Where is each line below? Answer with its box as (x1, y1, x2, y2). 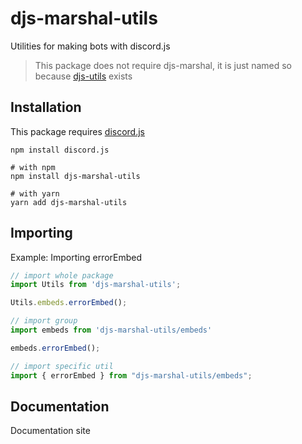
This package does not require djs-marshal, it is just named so (34, 59, 292, 71)
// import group (10, 316, 78, 326)
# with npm (10, 162, 56, 172)
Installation (10, 99, 82, 116)
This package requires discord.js (10, 125, 145, 137)
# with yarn (10, 188, 60, 199)
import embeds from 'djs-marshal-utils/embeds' (10, 325, 213, 336)
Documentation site (10, 425, 91, 437)
